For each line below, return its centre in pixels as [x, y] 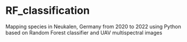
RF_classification [47, 11]
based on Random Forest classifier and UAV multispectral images [84, 32]
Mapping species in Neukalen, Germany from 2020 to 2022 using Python [93, 26]
